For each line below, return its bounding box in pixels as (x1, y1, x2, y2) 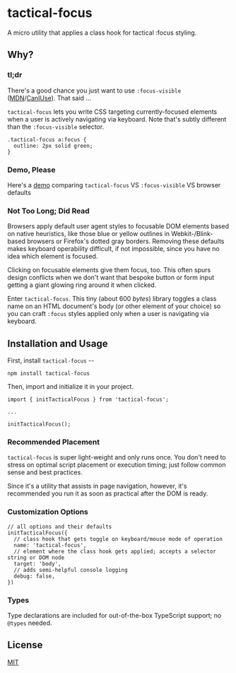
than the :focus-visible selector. (7, 122, 105, 131)
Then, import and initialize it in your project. (7, 382, 134, 391)
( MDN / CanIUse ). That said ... (7, 93, 92, 102)
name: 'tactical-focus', (13, 542, 87, 549)
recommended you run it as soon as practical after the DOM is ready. (7, 489, 208, 498)
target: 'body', (13, 560, 61, 567)
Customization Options (7, 507, 88, 517)
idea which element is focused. (7, 252, 98, 261)
